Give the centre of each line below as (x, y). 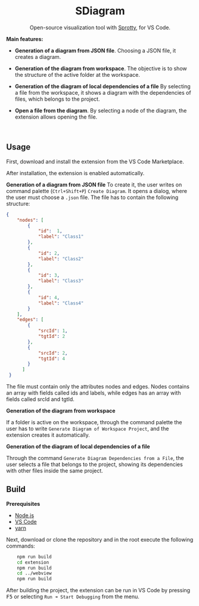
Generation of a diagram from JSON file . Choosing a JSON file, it (95, 50)
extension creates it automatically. (48, 435)
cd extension (33, 562)
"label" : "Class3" (61, 281)
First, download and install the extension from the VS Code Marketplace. (95, 161)
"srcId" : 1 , (53, 331)
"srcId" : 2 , (53, 353)
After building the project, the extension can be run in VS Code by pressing (98, 591)
